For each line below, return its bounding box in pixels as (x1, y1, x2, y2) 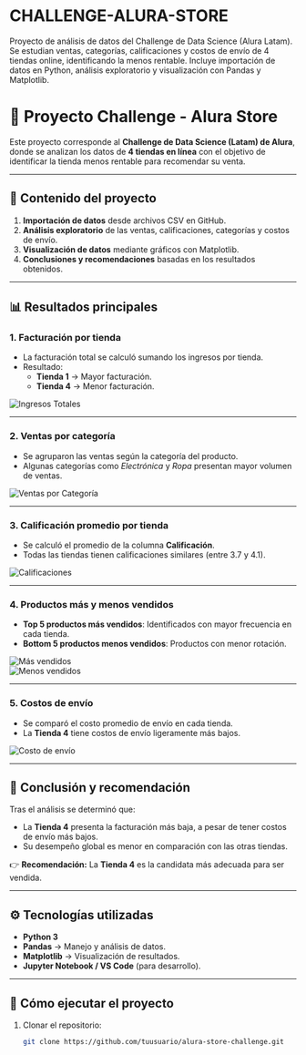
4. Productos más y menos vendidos (9, 598, 175, 610)
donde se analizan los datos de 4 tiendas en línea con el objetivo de (9, 146, 266, 157)
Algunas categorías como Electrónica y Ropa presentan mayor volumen (22, 460, 292, 471)
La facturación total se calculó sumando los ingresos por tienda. (22, 352, 264, 363)
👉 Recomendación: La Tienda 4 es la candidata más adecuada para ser (9, 859, 285, 870)
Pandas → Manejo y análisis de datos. (22, 941, 167, 952)
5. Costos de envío (9, 697, 94, 710)
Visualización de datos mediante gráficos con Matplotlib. (22, 243, 240, 255)
